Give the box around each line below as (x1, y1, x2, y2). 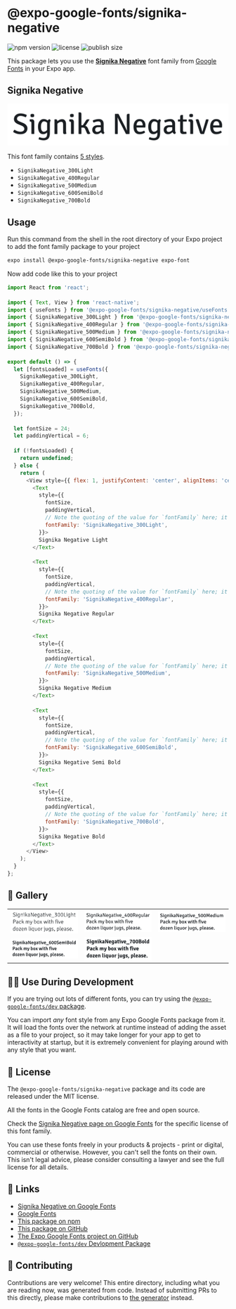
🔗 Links (7, 1183, 40, 1195)
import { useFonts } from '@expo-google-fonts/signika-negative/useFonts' (7, 306, 231, 314)
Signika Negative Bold (38, 833, 105, 840)
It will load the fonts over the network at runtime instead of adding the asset (7, 1023, 227, 1032)
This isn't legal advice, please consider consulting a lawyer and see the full (7, 1155, 225, 1163)
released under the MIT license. (7, 1092, 100, 1100)
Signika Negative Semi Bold (38, 758, 121, 766)
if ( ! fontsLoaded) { (13, 447, 74, 454)
